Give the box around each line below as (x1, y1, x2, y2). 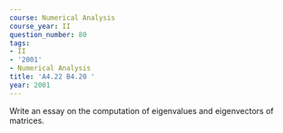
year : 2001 (9, 81, 51, 90)
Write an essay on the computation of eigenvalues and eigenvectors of (9, 105, 274, 116)
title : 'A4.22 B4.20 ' (9, 72, 95, 81)
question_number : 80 (9, 30, 88, 39)
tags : (9, 38, 30, 48)
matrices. (9, 115, 45, 126)
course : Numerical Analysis (9, 13, 116, 23)
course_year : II (9, 22, 71, 31)
